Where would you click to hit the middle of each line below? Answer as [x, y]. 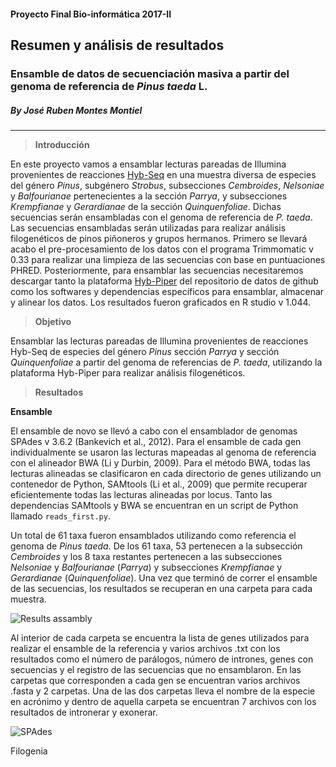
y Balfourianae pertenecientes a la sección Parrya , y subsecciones [149, 196]
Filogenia [29, 751]
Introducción [62, 144]
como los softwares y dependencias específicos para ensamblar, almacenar [167, 291]
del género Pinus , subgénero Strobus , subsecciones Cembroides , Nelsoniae [167, 185]
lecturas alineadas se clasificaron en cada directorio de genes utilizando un [166, 473]
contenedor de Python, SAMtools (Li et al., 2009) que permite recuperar [159, 484]
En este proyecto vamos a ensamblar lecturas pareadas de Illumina [148, 164]
